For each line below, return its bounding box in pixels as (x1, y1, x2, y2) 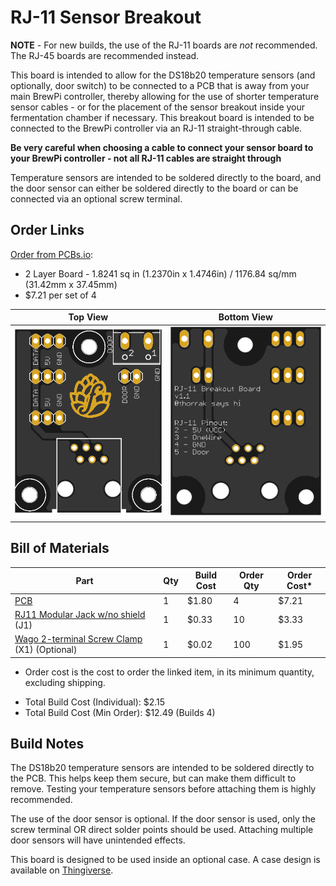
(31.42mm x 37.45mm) (24, 278, 118, 290)
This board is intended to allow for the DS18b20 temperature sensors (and (10, 69, 316, 81)
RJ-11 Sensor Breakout (10, 6, 202, 29)
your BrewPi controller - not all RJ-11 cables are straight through (10, 152, 282, 164)
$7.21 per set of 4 (24, 289, 97, 301)
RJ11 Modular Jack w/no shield (14, 608, 146, 620)
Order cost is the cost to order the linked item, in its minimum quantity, (24, 666, 315, 678)
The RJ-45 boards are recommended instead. (10, 49, 200, 61)
